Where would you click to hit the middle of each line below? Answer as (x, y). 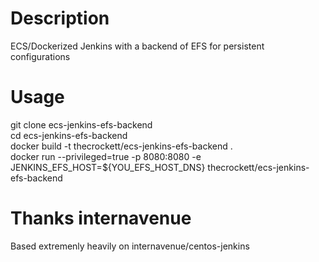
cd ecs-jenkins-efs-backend (69, 135)
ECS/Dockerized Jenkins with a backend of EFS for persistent (137, 46)
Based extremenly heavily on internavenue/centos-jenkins (130, 246)
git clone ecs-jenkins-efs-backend (81, 124)
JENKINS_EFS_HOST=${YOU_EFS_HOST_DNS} (108, 167)
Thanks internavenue (101, 218)
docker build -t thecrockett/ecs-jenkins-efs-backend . (121, 146)
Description (60, 18)
